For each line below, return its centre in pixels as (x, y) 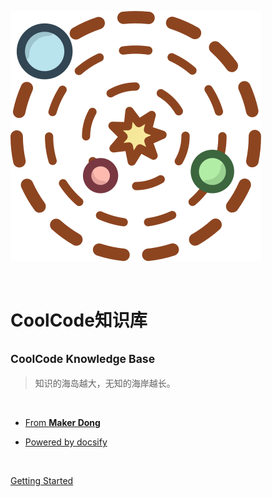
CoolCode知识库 (79, 320)
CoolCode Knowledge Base (83, 358)
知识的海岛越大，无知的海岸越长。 (105, 383)
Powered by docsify (66, 442)
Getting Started (42, 480)
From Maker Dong (62, 422)
